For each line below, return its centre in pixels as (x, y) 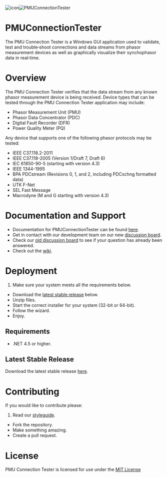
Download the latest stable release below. (55, 294)
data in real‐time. (22, 58)
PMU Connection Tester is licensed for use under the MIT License (73, 469)
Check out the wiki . (32, 251)
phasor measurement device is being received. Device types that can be (80, 97)
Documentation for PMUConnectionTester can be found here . (75, 229)
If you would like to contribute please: (44, 405)
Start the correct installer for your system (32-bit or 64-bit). (74, 305)
